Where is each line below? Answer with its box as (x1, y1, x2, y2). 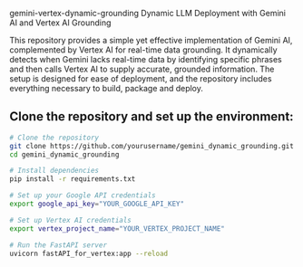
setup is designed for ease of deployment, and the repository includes (9, 73, 272, 84)
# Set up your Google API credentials (9, 191, 156, 200)
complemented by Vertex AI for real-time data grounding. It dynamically (9, 44, 278, 55)
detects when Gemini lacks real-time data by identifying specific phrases (9, 54, 283, 64)
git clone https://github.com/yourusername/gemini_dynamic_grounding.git (9, 141, 295, 150)
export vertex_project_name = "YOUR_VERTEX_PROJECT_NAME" (9, 224, 225, 234)
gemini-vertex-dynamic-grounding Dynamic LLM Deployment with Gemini (9, 8, 286, 18)
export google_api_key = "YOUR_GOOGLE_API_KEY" (9, 199, 184, 209)
